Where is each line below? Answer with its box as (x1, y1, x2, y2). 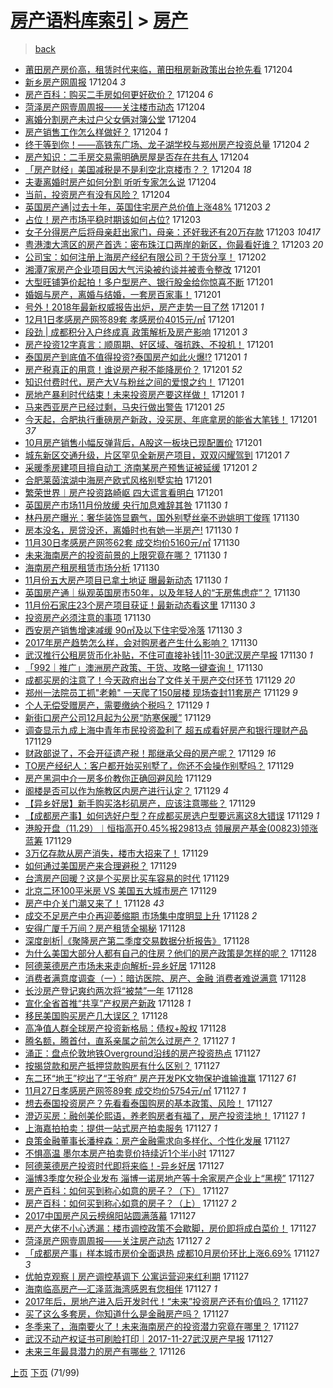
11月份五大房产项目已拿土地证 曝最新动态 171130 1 (24, 574, 228, 586)
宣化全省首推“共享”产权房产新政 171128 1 (24, 997, 191, 1009)
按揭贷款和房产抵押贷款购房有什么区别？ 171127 (24, 1059, 221, 1071)
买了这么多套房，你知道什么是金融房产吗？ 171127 (24, 1307, 230, 1320)
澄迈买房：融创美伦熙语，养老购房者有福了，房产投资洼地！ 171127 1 (24, 1109, 305, 1121)
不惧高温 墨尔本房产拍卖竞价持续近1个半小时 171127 (24, 1147, 235, 1159)
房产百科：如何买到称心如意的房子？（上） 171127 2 (24, 1197, 237, 1209)
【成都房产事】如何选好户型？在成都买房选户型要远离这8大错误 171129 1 (24, 809, 320, 821)
